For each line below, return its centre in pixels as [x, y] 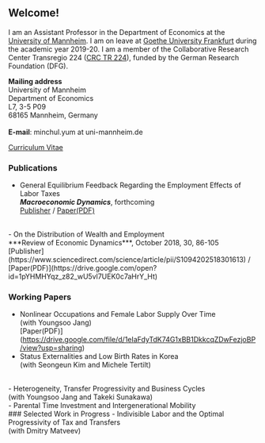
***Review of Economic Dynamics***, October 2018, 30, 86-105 [114, 243]
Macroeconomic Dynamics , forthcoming [87, 202]
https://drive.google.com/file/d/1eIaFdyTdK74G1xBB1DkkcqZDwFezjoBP [139, 340]
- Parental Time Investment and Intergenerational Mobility [102, 406]
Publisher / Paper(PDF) [57, 210]
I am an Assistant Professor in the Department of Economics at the [117, 32]
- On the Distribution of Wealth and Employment [86, 234]
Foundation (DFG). [38, 66]
